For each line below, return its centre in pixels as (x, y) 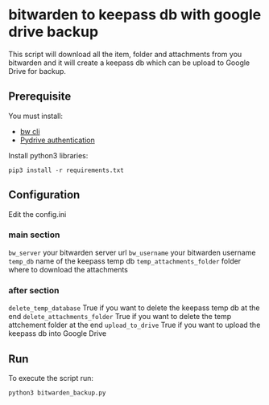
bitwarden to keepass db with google (135, 15)
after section (34, 290)
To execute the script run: (51, 378)
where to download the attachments (68, 269)
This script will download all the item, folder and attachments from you (125, 54)
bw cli (30, 131)
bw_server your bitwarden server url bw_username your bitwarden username (132, 252)
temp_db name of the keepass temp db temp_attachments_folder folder (125, 261)
